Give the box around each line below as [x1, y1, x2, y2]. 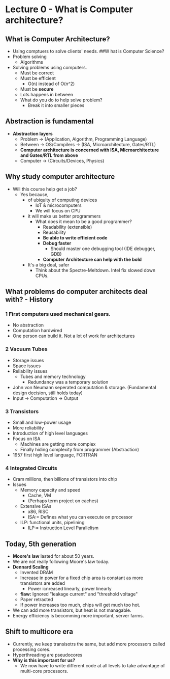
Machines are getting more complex [20, 441, 96, 447]
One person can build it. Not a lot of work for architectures [12, 333, 135, 339]
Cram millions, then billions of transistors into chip [12, 476, 118, 482]
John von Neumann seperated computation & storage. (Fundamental [12, 384, 156, 390]
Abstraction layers [12, 130, 53, 137]
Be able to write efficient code [43, 234, 108, 240]
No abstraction [12, 322, 44, 328]
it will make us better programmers [27, 213, 101, 219]
